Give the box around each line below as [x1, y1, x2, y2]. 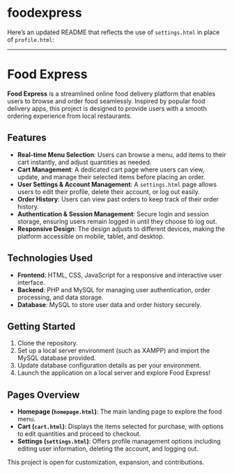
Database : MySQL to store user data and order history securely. [17, 300, 202, 308]
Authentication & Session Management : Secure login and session [17, 209, 209, 218]
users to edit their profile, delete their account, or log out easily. [17, 187, 200, 196]
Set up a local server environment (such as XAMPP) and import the [17, 347, 210, 355]
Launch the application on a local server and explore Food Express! [17, 368, 211, 377]
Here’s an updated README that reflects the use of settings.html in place [7, 28, 220, 36]
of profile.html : [7, 35, 54, 43]
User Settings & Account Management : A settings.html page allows [17, 180, 217, 188]
